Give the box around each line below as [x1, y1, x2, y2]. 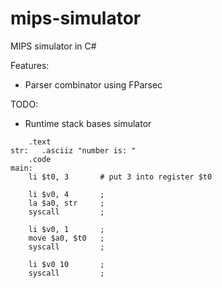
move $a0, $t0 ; [28, 233, 105, 243]
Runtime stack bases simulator [24, 117, 152, 129]
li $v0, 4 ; [28, 189, 105, 199]
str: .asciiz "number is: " [10, 145, 137, 156]
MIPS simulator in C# [10, 40, 97, 52]
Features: [10, 59, 50, 71]
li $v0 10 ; [28, 259, 105, 269]
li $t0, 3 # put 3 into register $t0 [28, 172, 213, 182]
